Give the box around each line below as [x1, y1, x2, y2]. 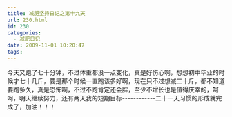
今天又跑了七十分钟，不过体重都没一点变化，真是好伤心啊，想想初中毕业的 [7, 68, 219, 76]
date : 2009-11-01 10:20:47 [7, 42, 85, 49]
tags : [7, 49, 23, 56]
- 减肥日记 [13, 36, 41, 43]
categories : [7, 29, 41, 36]
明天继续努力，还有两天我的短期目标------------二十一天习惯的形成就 [19, 94, 216, 102]
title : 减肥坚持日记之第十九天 [7, 10, 86, 17]
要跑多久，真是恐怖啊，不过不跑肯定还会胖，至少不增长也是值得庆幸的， [7, 85, 213, 94]
